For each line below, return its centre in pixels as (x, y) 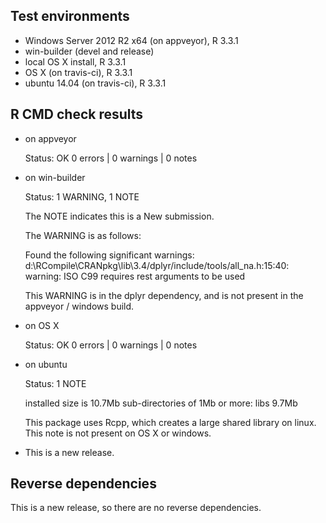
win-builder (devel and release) (89, 51)
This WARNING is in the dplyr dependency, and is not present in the (164, 295)
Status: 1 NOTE (55, 383)
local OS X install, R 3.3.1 (75, 61)
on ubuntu (46, 364)
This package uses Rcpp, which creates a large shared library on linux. (170, 422)
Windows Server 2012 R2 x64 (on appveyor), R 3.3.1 (131, 40)
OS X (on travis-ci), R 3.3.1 (78, 72)
